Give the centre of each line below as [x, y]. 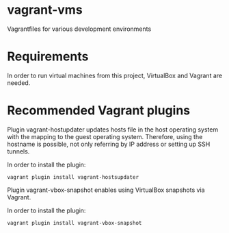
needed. [19, 83]
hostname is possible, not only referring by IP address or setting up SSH [109, 144]
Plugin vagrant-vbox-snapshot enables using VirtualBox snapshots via [106, 190]
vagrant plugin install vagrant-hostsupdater [73, 177]
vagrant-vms [45, 10]
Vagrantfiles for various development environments [79, 29]
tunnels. [18, 151]
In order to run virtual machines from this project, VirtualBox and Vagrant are [115, 75]
